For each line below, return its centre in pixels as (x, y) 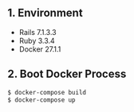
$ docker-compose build (47, 92)
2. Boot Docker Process (67, 74)
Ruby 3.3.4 (37, 41)
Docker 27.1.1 (40, 49)
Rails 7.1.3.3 (37, 32)
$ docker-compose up (42, 100)
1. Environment (45, 13)
